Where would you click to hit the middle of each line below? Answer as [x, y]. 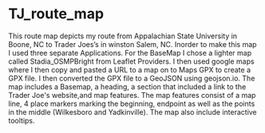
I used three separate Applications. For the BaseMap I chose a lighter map [130, 53]
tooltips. [22, 120]
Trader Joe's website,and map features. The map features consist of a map [132, 95]
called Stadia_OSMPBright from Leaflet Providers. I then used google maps [131, 61]
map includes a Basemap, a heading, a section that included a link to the [127, 86]
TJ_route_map [56, 14]
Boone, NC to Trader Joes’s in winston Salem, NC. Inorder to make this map [132, 44]
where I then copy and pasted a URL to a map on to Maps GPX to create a [130, 69]
